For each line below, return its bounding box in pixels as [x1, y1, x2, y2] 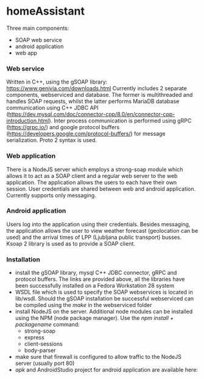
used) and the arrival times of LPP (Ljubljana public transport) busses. [6, 233, 181, 241]
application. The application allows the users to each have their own [6, 179, 177, 186]
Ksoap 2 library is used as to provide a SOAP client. [6, 239, 136, 247]
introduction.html [6, 117, 49, 124]
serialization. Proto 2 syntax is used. [6, 136, 97, 144]
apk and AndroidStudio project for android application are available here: [15, 366, 198, 374]
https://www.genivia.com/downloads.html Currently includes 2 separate [6, 85, 187, 92]
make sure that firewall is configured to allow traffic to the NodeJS [15, 353, 181, 361]
